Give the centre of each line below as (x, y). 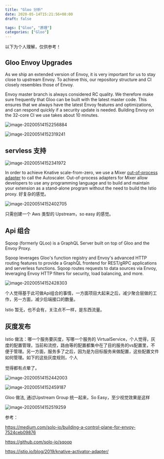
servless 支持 (26, 151)
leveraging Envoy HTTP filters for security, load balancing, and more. (74, 273)
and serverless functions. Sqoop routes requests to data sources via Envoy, (81, 268)
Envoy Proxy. (18, 248)
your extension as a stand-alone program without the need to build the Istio (81, 188)
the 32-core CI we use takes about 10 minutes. (52, 115)
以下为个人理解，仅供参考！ (33, 47)
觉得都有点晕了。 (22, 368)
